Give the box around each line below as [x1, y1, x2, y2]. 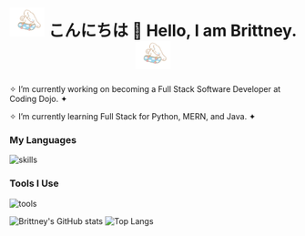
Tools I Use [9, 177, 59, 190]
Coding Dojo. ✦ [9, 93, 68, 104]
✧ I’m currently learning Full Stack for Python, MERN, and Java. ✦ [9, 110, 257, 121]
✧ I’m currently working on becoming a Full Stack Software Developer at [9, 83, 281, 94]
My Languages [9, 133, 77, 146]
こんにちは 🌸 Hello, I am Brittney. [48, 21, 297, 41]
